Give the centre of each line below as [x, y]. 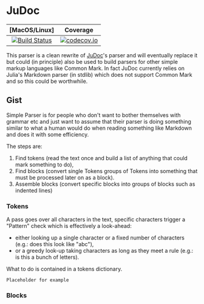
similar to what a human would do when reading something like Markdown [99, 128]
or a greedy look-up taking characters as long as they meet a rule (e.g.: [104, 251]
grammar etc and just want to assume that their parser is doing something [99, 121]
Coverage [79, 30]
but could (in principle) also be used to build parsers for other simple [92, 62]
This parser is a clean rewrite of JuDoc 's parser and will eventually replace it [102, 55]
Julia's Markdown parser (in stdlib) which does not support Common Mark [99, 74]
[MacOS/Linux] [32, 30]
